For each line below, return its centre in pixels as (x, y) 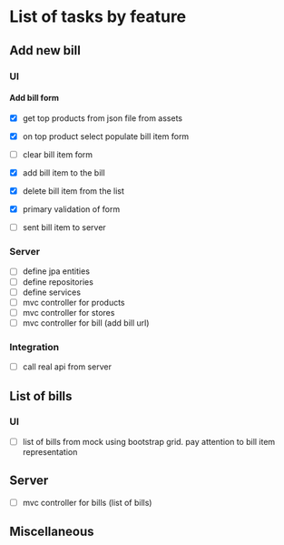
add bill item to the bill (64, 172)
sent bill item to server (64, 227)
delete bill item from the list (73, 191)
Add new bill (45, 50)
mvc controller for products (73, 302)
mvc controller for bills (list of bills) (87, 502)
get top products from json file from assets (103, 118)
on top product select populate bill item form (106, 136)
